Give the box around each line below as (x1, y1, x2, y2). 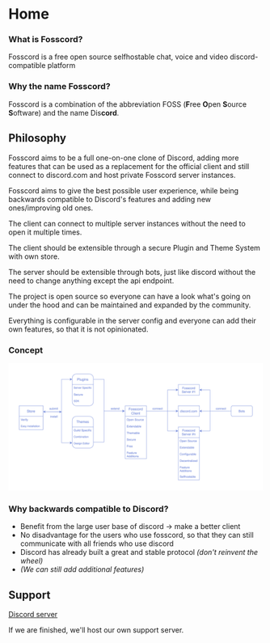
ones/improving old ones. (8, 203, 94, 213)
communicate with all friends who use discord (19, 539, 174, 548)
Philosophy (8, 131, 67, 146)
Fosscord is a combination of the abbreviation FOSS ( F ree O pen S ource (8, 99, 247, 109)
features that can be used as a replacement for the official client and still (8, 161, 250, 171)
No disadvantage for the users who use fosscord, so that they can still (19, 531, 255, 540)
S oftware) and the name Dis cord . (8, 108, 120, 117)
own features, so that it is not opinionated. (8, 324, 149, 334)
